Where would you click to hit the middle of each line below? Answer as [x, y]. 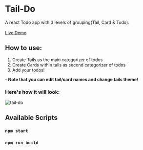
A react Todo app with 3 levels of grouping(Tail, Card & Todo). [67, 22]
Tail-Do [20, 9]
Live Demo [16, 33]
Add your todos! [28, 70]
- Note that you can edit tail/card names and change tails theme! [71, 79]
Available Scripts [31, 118]
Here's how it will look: [32, 92]
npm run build [22, 143]
